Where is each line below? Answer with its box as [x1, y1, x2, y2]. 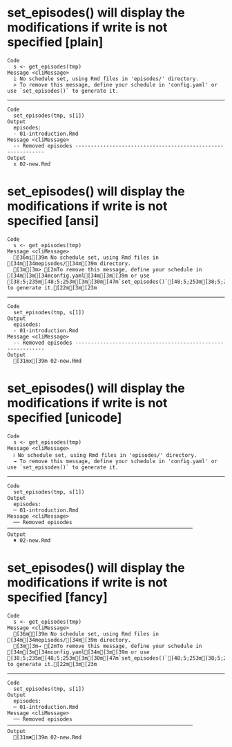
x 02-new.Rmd [13, 161, 51, 168]
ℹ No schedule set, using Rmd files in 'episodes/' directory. [13, 451, 197, 458]
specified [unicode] [7, 410, 122, 426]
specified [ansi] [7, 213, 99, 229]
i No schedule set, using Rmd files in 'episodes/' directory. [13, 75, 199, 82]
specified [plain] [7, 35, 104, 50]
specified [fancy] [7, 590, 108, 605]
